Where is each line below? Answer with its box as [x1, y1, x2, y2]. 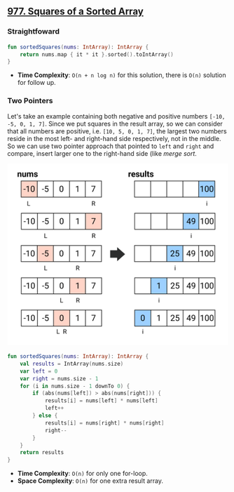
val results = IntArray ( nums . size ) [20, 360, 124, 367]
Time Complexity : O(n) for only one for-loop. [17, 470, 149, 478]
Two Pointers [7, 96, 54, 106]
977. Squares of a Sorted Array [7, 6, 144, 18]
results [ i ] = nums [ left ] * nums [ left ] [44, 397, 158, 404]
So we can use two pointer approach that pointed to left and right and [7, 142, 214, 150]
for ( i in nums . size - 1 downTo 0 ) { [20, 383, 130, 390]
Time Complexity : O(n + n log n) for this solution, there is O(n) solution [17, 71, 226, 79]
